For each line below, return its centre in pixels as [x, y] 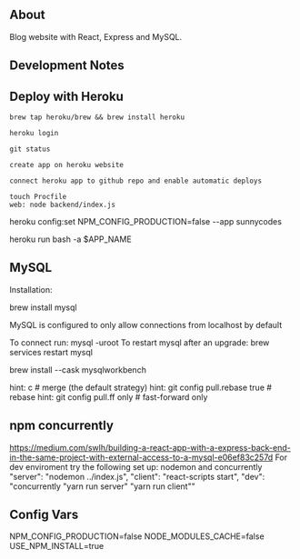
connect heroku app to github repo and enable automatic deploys [135, 181]
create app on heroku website [67, 165]
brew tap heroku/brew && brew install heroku [97, 117]
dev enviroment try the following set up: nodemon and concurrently [136, 466]
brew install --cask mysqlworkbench [78, 369]
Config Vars [44, 515]
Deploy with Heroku [67, 96]
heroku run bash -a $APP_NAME [70, 239]
